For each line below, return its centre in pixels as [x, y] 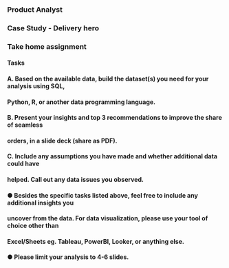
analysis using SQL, [36, 86]
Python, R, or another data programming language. [81, 102]
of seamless [25, 125]
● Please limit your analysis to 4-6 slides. [68, 257]
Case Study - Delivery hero [53, 28]
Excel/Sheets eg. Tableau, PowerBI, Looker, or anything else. [96, 241]
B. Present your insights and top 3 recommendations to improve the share [115, 118]
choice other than [33, 226]
